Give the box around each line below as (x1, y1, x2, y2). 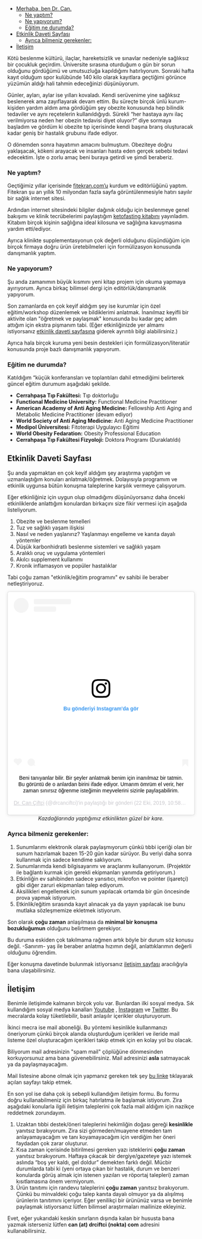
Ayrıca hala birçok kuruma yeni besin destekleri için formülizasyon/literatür (7, 339, 190, 346)
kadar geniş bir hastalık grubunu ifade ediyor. (7, 129, 118, 137)
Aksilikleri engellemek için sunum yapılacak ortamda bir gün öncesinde (15, 888, 190, 895)
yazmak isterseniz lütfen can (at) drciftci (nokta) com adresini (7, 1221, 160, 1228)
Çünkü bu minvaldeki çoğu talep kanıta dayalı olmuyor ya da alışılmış (15, 1191, 184, 1198)
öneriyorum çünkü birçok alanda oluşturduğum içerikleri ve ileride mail (7, 1030, 180, 1037)
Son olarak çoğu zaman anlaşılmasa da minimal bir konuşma (7, 918, 157, 925)
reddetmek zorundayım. (7, 1109, 66, 1117)
